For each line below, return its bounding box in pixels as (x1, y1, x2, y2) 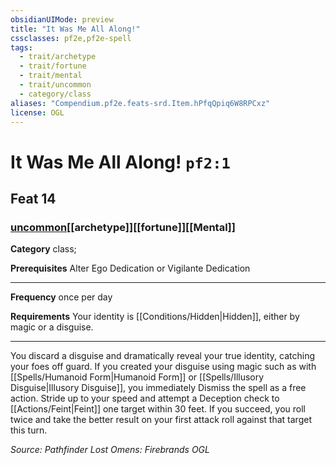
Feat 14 (10, 190, 57, 207)
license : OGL (10, 107, 65, 118)
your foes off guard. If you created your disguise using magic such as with (10, 361, 317, 373)
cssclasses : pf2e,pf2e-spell (10, 33, 132, 43)
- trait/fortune (19, 61, 87, 71)
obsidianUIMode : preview (10, 14, 114, 25)
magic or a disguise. (10, 321, 94, 333)
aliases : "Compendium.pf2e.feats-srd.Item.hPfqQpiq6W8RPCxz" (10, 98, 271, 108)
